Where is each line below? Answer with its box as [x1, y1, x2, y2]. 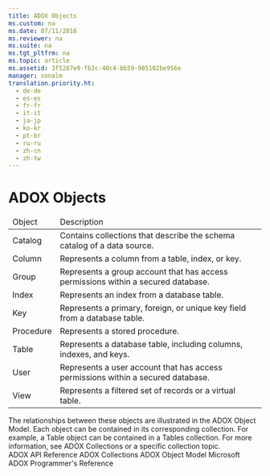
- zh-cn [15, 147, 42, 155]
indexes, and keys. [59, 349, 130, 360]
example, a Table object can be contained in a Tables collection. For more [8, 433, 252, 443]
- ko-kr [15, 124, 42, 132]
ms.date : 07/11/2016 [8, 27, 78, 35]
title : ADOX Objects [8, 11, 78, 20]
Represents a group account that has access [59, 267, 228, 278]
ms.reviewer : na [8, 34, 63, 43]
